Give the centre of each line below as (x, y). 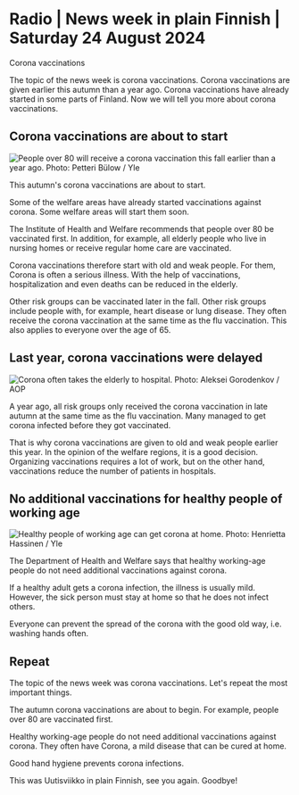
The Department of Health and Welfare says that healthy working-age (137, 561)
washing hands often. (49, 634)
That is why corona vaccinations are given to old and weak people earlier (144, 443)
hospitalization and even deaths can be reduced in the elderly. (124, 284)
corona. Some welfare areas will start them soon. (99, 211)
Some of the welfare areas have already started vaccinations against (135, 202)
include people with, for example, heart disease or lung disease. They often (148, 311)
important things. (41, 692)
